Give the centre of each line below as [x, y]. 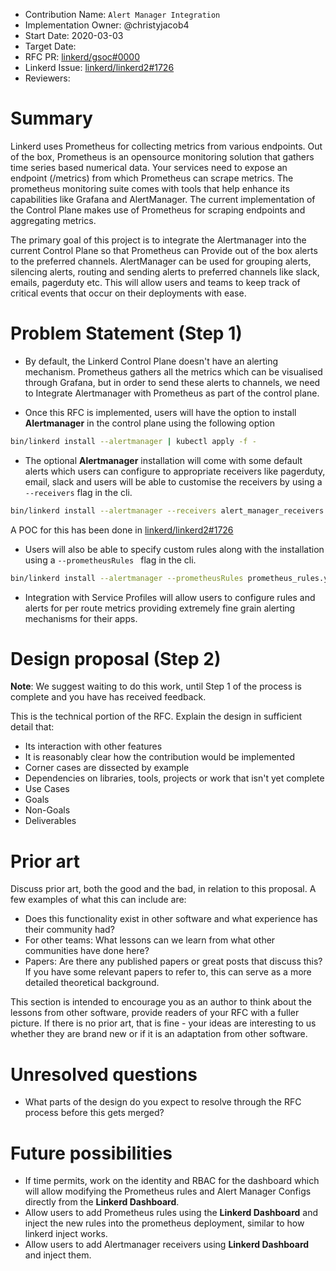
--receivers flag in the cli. [78, 492]
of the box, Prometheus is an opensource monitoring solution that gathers [162, 156]
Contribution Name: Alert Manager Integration [122, 14]
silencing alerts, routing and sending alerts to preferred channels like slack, [165, 271]
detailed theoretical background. [92, 983]
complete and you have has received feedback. [108, 697]
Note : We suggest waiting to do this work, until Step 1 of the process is [156, 686]
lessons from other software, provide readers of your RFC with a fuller [155, 1013]
